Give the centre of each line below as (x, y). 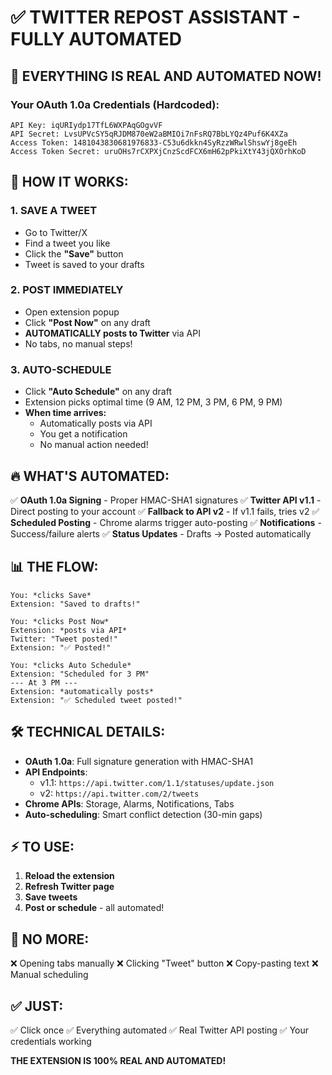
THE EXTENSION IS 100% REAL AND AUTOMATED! (118, 1061)
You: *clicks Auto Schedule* (71, 665)
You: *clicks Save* (51, 595)
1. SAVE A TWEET (54, 211)
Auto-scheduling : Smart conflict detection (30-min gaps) (143, 814)
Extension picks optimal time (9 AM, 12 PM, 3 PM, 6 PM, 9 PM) (153, 402)
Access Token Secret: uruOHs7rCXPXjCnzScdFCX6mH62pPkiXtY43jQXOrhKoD (158, 151)
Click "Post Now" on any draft (87, 322)
